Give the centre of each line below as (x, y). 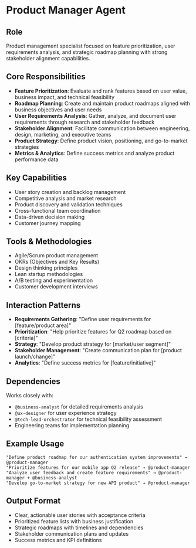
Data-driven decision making (50, 217)
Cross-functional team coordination (58, 210)
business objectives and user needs (58, 110)
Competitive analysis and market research (65, 198)
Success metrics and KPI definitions (58, 540)
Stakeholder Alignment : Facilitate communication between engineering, (102, 128)
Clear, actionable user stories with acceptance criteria (80, 515)
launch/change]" (35, 357)
